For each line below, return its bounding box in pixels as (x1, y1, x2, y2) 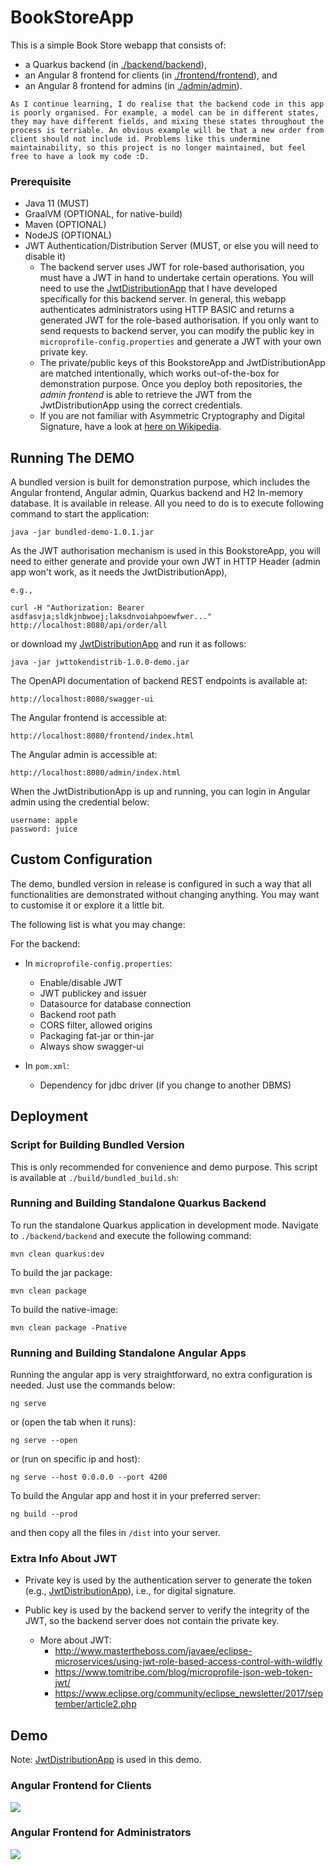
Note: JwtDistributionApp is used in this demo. (10, 1754, 202, 1766)
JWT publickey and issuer (39, 987, 148, 999)
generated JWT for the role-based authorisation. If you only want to (39, 314, 320, 326)
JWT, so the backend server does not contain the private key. (24, 1615, 280, 1627)
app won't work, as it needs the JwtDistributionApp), (10, 566, 228, 578)
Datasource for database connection (39, 997, 192, 1010)
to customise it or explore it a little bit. (10, 899, 165, 911)
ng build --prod (10, 1509, 78, 1520)
